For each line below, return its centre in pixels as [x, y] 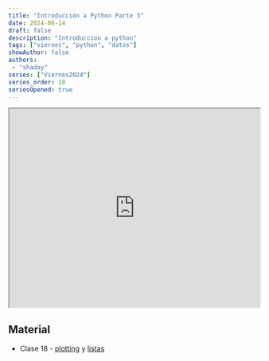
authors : [23, 60]
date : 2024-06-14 [37, 23]
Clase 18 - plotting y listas [62, 349]
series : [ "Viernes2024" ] [49, 75]
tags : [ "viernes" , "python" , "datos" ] [72, 45]
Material [29, 330]
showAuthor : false [39, 52]
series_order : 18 [37, 82]
